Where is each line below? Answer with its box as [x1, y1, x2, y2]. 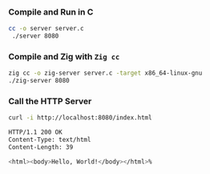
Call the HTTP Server [8, 95, 92, 107]
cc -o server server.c [8, 25, 84, 33]
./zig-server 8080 [8, 77, 70, 85]
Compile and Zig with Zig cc [8, 51, 120, 62]
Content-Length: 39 [8, 144, 74, 152]
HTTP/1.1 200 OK [8, 128, 63, 136]
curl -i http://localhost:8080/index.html [8, 114, 152, 122]
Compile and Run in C [8, 6, 94, 18]
